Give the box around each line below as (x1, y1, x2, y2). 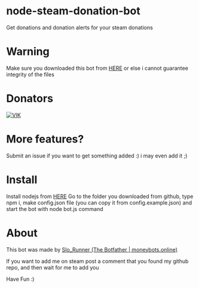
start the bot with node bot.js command (6, 205, 103, 212)
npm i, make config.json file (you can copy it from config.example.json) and (6, 199, 192, 206)
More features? (6, 132, 84, 145)
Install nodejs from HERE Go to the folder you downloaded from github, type (6, 193, 194, 200)
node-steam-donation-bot (6, 4, 140, 18)
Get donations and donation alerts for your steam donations (6, 24, 154, 31)
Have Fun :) (6, 275, 35, 283)
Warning (6, 45, 50, 58)
